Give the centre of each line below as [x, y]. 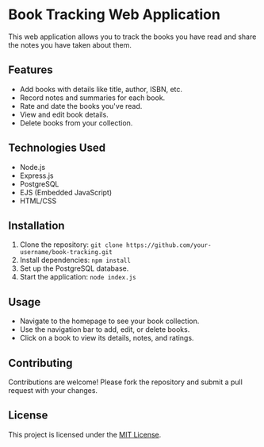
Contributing [40, 363]
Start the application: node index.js [78, 277]
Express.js [36, 175]
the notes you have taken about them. [70, 44]
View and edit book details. [64, 114]
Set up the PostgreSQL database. [74, 268]
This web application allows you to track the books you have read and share [132, 37]
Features [31, 70]
